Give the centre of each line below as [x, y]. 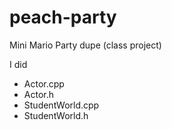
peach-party [63, 17]
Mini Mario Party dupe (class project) [85, 45]
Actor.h [38, 94]
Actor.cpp [44, 83]
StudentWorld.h [56, 115]
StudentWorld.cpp [61, 105]
